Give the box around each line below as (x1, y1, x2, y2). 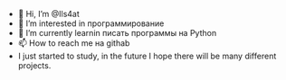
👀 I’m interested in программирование (17, 18, 165, 29)
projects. (17, 60, 52, 71)
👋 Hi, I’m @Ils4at (17, 9, 80, 19)
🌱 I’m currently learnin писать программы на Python (17, 28, 217, 38)
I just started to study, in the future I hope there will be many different (17, 50, 277, 61)
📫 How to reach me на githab (17, 38, 130, 49)
